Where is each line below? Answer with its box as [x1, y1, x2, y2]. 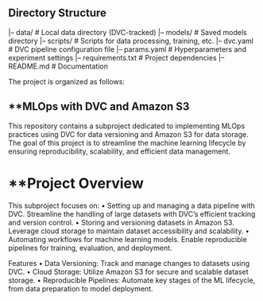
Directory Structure [8, 6, 107, 20]
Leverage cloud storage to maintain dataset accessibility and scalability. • [8, 226, 250, 236]
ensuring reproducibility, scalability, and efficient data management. [8, 147, 230, 156]
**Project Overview [8, 174, 145, 192]
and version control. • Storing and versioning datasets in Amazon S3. [8, 217, 234, 227]
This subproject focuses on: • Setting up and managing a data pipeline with [8, 201, 256, 210]
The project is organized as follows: [8, 76, 126, 86]
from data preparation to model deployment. [8, 283, 153, 293]
